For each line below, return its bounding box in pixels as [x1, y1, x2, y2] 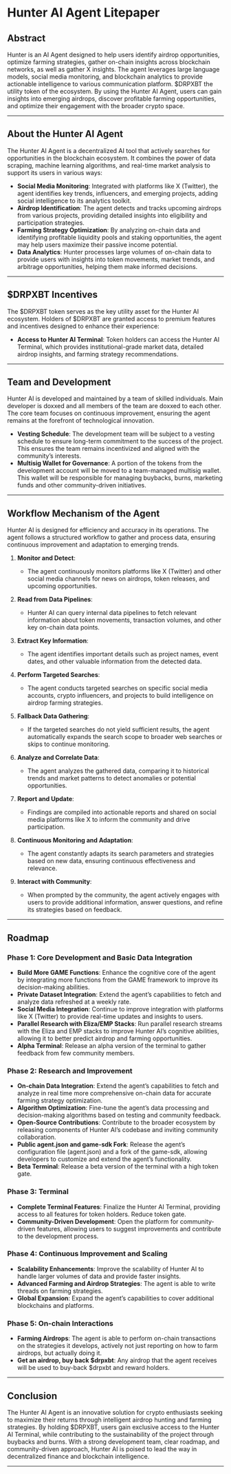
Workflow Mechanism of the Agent [7, 507, 160, 519]
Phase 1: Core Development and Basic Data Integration [7, 953, 192, 962]
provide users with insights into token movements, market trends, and [16, 255, 215, 263]
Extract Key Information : [16, 636, 89, 645]
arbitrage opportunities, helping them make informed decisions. [16, 262, 198, 270]
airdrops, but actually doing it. [16, 1349, 102, 1357]
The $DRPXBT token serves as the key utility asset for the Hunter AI [7, 307, 199, 315]
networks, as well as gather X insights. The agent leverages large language [7, 65, 220, 73]
